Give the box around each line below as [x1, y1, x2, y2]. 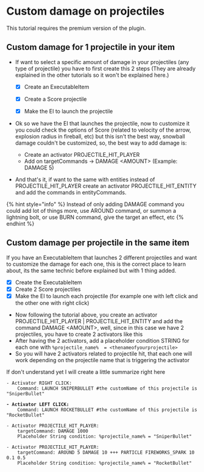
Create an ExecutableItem [24, 83, 90, 90]
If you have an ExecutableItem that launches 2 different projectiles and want [6, 254, 197, 261]
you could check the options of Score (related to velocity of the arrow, [15, 126, 192, 134]
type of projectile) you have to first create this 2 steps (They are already [15, 65, 196, 72]
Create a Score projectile [24, 95, 87, 102]
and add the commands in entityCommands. [15, 188, 127, 196]
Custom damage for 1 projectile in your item [6, 42, 175, 52]
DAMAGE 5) [24, 163, 54, 171]
